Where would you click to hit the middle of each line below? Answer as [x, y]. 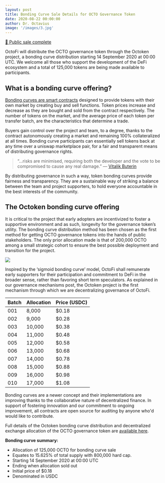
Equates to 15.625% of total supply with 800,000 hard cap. [72, 455]
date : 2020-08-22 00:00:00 [33, 19]
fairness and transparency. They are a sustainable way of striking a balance [82, 181]
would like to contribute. [30, 416]
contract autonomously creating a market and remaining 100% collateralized [82, 136]
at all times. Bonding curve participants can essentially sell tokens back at [80, 141]
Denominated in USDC [35, 476]
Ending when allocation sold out [45, 465]
